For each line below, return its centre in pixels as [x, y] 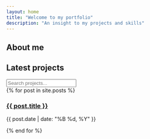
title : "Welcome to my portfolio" [50, 17]
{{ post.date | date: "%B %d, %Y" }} [51, 119]
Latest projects [35, 68]
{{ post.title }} [27, 106]
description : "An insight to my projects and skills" [76, 23]
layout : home [23, 12]
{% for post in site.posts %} [41, 90]
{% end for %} [24, 131]
